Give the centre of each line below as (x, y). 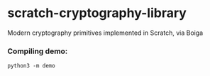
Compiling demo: (38, 51)
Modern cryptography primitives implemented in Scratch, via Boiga (105, 33)
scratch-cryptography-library (97, 13)
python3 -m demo (31, 66)
